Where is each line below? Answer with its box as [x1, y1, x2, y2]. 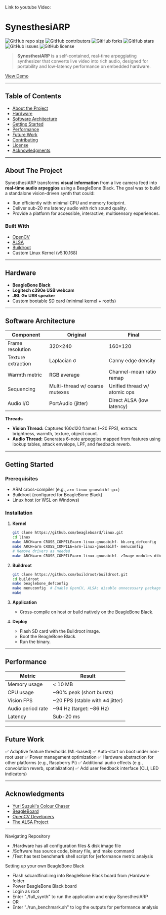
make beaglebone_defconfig [12, 581, 68, 586]
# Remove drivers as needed [12, 548, 70, 554]
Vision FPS [7, 697, 33, 704]
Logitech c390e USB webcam [12, 287, 75, 293]
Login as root [12, 888, 40, 894]
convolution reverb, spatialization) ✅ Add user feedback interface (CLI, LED [5, 765, 159, 771]
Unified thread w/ [108, 383, 150, 390]
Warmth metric [7, 372, 42, 379]
